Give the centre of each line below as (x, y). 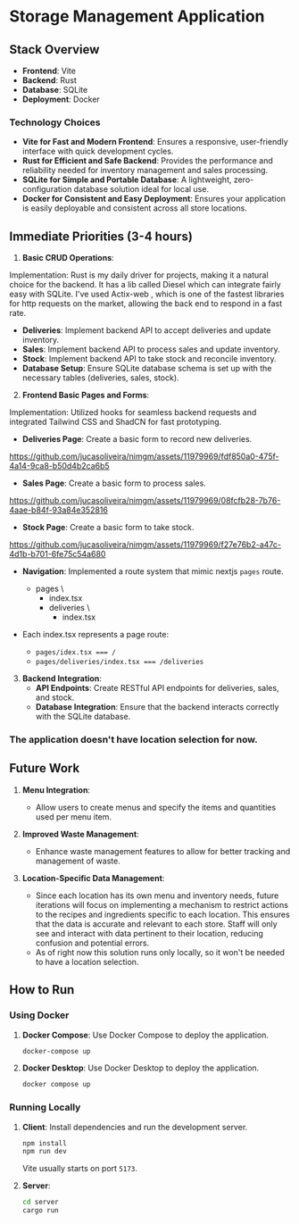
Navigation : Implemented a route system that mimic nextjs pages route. (153, 571)
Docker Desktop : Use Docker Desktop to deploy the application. (141, 1068)
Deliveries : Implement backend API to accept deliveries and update (146, 330)
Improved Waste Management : (81, 834)
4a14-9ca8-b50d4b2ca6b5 (59, 466)
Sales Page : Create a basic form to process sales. (114, 483)
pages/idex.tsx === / (75, 653)
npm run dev (44, 1152)
